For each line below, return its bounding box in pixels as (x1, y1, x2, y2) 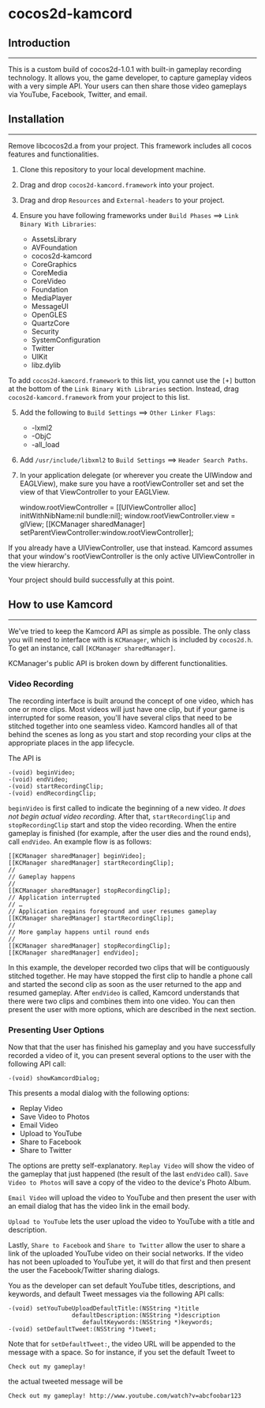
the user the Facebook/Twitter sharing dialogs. (8, 1266, 160, 1275)
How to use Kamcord (8, 598, 113, 612)
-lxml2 (31, 423, 53, 432)
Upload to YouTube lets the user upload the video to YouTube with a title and (8, 1217, 255, 1226)
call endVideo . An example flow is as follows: (8, 837, 152, 846)
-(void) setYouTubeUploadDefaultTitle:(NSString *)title (8, 1304, 200, 1312)
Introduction (8, 36, 71, 50)
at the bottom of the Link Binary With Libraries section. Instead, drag (8, 384, 239, 393)
